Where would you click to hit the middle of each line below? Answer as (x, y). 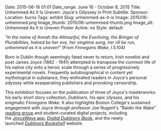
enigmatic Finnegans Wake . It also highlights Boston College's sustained (78, 103)
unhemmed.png (21, 22)
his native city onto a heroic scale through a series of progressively (72, 67)
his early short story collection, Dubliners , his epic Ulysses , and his (72, 97)
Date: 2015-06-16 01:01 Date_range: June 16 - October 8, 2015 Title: (73, 7)
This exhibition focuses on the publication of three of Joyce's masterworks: (81, 92)
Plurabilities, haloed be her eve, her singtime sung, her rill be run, (70, 42)
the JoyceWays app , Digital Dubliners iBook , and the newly (64, 118)
